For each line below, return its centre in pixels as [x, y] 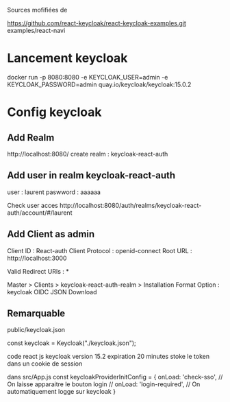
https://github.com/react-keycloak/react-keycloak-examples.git [97, 23]
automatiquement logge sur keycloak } [62, 392]
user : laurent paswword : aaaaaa [54, 192]
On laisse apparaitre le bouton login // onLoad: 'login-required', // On [104, 384]
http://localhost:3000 [37, 258]
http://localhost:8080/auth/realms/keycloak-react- [130, 205]
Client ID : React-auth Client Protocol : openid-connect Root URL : [100, 250]
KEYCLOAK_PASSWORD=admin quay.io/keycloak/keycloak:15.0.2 [99, 84]
